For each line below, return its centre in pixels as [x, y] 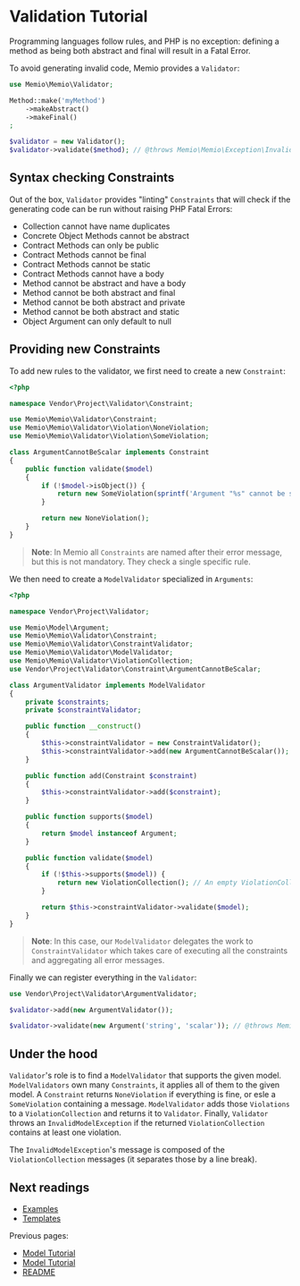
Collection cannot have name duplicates [96, 226]
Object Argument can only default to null [97, 321]
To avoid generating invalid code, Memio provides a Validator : [125, 68]
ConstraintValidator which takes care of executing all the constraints [159, 951]
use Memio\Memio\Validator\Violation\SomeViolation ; [109, 436]
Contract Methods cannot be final [84, 254]
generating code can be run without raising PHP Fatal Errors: [121, 208]
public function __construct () [83, 726]
